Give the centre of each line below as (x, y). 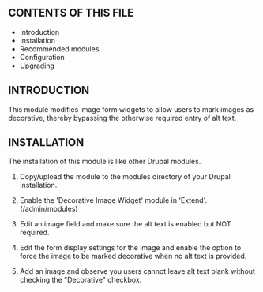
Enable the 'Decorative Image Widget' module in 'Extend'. (113, 200)
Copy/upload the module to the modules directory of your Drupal (125, 177)
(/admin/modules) (49, 209)
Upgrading (37, 66)
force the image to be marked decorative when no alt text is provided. (133, 256)
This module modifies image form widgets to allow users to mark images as (131, 109)
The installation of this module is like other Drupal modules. (105, 162)
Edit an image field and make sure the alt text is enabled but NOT (125, 224)
